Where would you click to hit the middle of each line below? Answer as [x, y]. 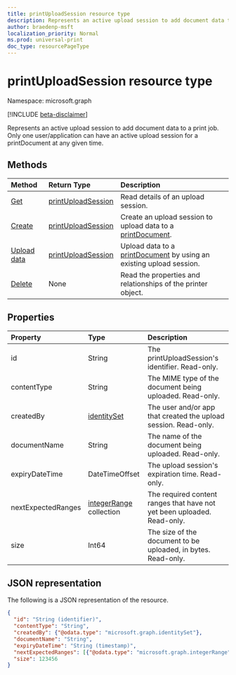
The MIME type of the [183, 378]
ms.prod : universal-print [45, 40]
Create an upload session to [166, 217]
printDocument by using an [165, 255]
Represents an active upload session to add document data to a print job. [113, 128]
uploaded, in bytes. [179, 549]
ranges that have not [181, 503]
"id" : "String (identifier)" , [58, 619]
